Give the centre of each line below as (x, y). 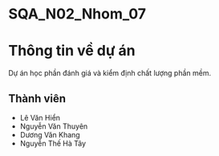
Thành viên (37, 99)
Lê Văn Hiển (40, 117)
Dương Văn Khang (50, 134)
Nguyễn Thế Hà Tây (53, 143)
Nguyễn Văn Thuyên (54, 126)
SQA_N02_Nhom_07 (77, 14)
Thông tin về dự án (72, 51)
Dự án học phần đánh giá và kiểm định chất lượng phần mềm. (110, 73)
